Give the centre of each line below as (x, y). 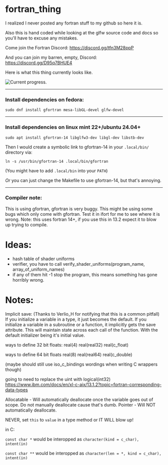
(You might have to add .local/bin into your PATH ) (56, 170)
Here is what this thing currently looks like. (49, 72)
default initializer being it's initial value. (45, 335)
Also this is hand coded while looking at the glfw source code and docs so (82, 32)
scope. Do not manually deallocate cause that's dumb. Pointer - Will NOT (80, 405)
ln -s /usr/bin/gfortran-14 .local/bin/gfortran (57, 161)
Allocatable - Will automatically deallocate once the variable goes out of (79, 399)
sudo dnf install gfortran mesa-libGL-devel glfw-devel (64, 110)
